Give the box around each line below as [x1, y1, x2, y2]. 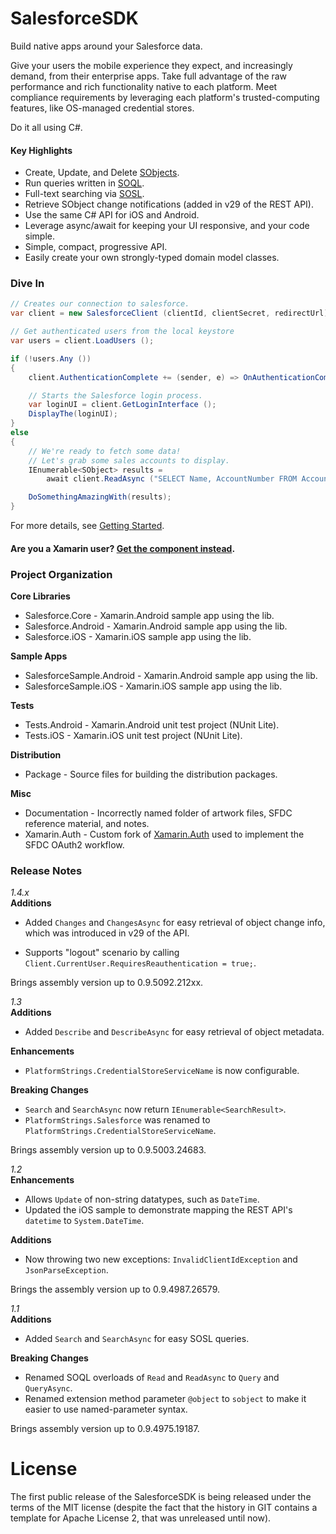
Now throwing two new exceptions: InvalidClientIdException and [24, 1253, 298, 1266]
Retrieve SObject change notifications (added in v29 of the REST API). [24, 198, 315, 211]
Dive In [10, 277, 45, 291]
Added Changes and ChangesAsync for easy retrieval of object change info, [24, 917, 326, 929]
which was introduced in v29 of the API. [24, 927, 190, 939]
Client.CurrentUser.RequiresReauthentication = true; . [24, 957, 257, 969]
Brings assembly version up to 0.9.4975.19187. [10, 1423, 200, 1435]
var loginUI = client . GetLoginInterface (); [28, 400, 217, 410]
